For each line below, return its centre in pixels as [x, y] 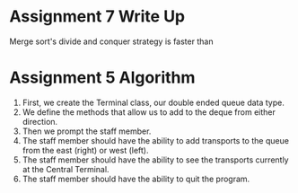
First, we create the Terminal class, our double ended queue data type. [153, 102]
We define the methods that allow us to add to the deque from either [149, 112]
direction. [40, 121]
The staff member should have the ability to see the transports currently [155, 160]
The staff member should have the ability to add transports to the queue [156, 140]
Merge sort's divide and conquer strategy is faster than [111, 41]
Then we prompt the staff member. [87, 131]
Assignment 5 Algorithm [102, 78]
